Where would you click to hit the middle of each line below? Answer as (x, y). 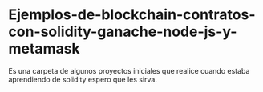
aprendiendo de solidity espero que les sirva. (83, 79)
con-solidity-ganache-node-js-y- (123, 32)
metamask (44, 49)
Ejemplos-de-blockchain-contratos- (132, 15)
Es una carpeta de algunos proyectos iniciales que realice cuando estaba (129, 70)
